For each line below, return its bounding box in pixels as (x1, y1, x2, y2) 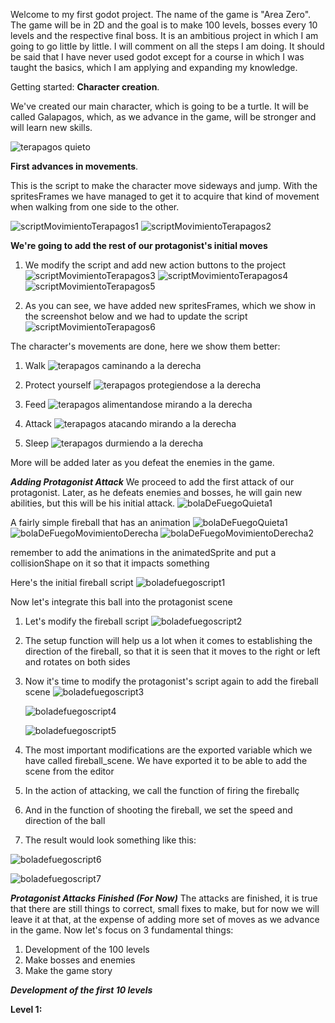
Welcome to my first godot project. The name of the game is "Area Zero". (10, 9, 312, 20)
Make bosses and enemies (24, 954, 136, 966)
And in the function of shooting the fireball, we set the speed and (24, 804, 293, 816)
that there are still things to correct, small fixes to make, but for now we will (10, 903, 320, 914)
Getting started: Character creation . (10, 81, 160, 93)
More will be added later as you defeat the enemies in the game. (10, 457, 275, 468)
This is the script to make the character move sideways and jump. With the (10, 180, 318, 191)
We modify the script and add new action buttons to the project (24, 259, 287, 271)
